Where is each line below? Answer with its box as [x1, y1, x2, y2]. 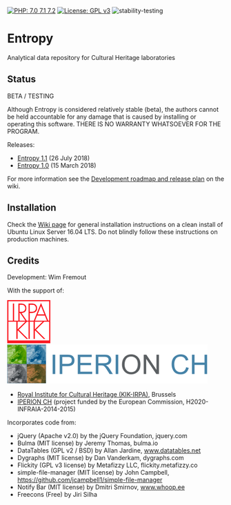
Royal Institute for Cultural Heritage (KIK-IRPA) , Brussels [17, 390, 177, 399]
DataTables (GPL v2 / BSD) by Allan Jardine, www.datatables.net [17, 446, 201, 455]
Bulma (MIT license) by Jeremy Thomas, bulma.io [17, 439, 159, 448]
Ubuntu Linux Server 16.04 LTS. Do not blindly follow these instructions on [7, 228, 219, 236]
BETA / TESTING [7, 92, 54, 100]
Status [7, 73, 37, 86]
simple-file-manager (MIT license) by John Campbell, [17, 468, 170, 477]
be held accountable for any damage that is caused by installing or [7, 112, 197, 121]
